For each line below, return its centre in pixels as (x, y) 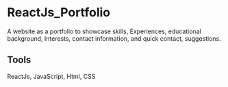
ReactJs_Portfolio (59, 13)
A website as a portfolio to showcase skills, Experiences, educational (104, 31)
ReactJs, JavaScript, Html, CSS (51, 76)
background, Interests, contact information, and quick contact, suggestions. (114, 38)
